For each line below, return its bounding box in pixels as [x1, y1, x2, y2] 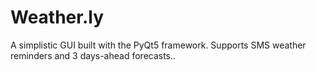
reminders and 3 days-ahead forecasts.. [10, 49, 177, 61]
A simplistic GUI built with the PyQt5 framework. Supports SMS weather [10, 39, 307, 51]
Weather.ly [10, 6, 105, 29]
